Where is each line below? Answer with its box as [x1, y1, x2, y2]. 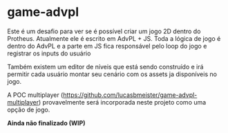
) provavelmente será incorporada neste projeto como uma [38, 98, 207, 106]
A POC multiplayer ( [7, 91, 64, 99]
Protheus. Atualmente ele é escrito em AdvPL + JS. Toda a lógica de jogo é [7, 34, 221, 42]
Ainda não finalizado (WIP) [7, 118, 86, 127]
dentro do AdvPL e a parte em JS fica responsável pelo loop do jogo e [7, 42, 207, 50]
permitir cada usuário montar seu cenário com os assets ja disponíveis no [7, 70, 218, 78]
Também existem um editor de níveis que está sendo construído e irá [7, 62, 204, 71]
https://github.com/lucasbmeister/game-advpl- [63, 91, 198, 99]
